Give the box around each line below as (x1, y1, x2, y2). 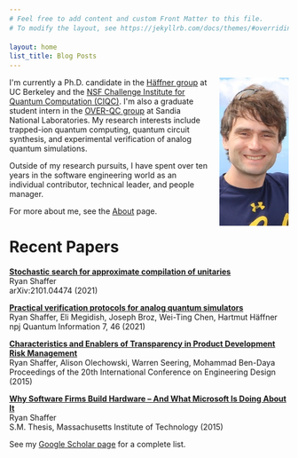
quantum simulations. (9, 143, 88, 154)
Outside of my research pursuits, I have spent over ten (9, 161, 208, 171)
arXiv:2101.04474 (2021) (9, 285, 98, 296)
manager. (9, 189, 44, 200)
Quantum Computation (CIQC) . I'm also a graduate (9, 96, 194, 107)
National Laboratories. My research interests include (9, 115, 201, 126)
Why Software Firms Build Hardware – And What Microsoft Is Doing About (9, 393, 286, 404)
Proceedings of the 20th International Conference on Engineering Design (9, 367, 277, 377)
